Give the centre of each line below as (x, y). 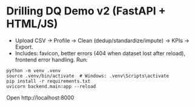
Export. (24, 47)
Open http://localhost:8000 (40, 97)
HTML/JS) (32, 24)
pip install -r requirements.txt (48, 81)
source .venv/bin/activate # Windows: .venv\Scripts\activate (88, 76)
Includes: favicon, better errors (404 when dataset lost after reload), (100, 53)
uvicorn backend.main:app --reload (51, 86)
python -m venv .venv (34, 70)
